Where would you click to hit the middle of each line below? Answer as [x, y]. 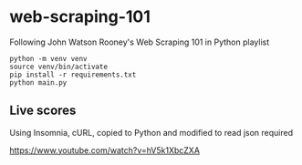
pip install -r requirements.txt [73, 75]
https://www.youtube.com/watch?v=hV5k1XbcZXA [105, 150]
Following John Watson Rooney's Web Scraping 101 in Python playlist [140, 42]
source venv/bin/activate [58, 67]
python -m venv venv [49, 58]
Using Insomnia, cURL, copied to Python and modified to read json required [151, 132]
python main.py [38, 82]
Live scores [43, 111]
